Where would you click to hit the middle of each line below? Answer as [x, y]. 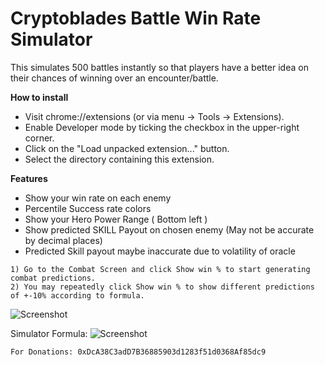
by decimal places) [63, 240]
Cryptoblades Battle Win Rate [136, 18]
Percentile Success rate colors [88, 208]
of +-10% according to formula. [77, 295]
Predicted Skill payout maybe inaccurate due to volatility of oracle [160, 251]
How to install [39, 97]
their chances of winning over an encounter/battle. [114, 78]
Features [29, 178]
